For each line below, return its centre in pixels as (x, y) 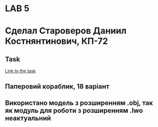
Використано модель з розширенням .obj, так (79, 103)
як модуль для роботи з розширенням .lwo (74, 110)
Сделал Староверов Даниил (66, 31)
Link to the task (20, 71)
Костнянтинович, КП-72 (57, 41)
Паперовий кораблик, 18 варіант (57, 86)
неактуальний (28, 118)
